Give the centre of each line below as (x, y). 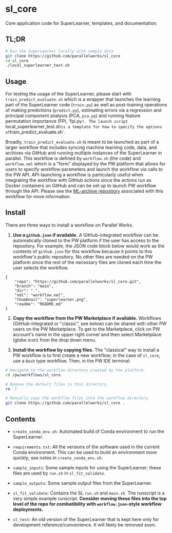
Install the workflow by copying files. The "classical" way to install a (86, 350)
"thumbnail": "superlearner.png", (51, 299)
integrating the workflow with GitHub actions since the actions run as (78, 180)
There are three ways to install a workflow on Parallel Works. (69, 225)
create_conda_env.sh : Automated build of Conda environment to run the (88, 431)
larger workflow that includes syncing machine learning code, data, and (81, 147)
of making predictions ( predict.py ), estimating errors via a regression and (83, 110)
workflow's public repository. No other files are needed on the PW (83, 257)
